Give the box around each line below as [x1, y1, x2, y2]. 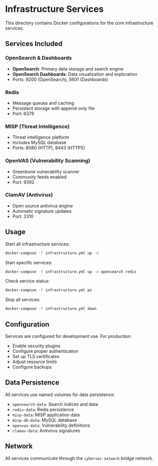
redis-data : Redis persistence [12, 406, 74, 412]
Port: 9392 [12, 179, 35, 185]
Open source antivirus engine [12, 203, 73, 209]
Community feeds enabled [12, 174, 67, 180]
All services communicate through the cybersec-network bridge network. [5, 455, 154, 461]
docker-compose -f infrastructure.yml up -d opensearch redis [5, 269, 137, 274]
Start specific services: [5, 259, 53, 265]
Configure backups [12, 364, 52, 370]
